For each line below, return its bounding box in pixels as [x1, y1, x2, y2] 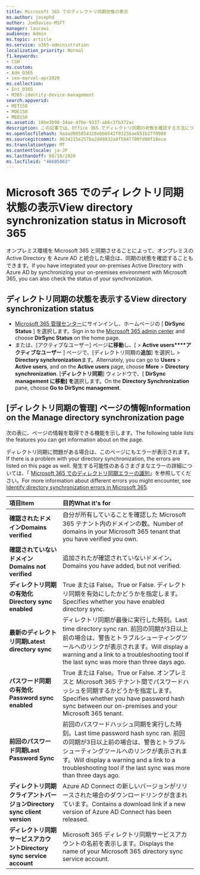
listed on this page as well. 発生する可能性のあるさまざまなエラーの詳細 [6, 462, 183, 469]
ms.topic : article [6, 36, 52, 42]
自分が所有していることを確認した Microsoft [62, 511, 186, 519]
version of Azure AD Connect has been [62, 808, 171, 816]
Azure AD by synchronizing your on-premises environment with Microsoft [6, 269, 187, 276]
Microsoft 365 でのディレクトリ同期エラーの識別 [30, 469, 150, 477]
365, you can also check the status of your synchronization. [6, 275, 153, 282]
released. [62, 815, 89, 823]
